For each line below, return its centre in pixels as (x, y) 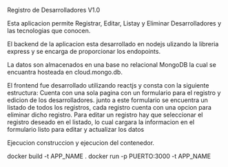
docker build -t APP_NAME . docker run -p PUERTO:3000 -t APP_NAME (109, 156)
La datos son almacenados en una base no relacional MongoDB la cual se (112, 65)
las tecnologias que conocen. (49, 31)
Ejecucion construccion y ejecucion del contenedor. (81, 143)
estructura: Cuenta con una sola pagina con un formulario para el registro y (114, 93)
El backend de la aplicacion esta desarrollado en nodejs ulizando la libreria (113, 44)
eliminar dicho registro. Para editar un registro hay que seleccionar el (105, 115)
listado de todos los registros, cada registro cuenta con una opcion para (110, 107)
